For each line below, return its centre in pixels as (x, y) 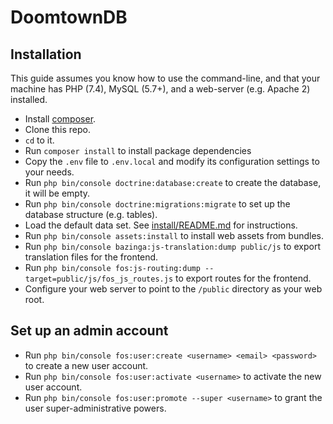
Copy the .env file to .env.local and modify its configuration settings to (172, 161)
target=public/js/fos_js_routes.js (99, 279)
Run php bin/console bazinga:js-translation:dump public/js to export (172, 246)
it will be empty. (57, 193)
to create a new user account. (86, 365)
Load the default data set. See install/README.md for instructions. (161, 225)
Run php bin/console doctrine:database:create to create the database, (173, 182)
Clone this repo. (57, 129)
